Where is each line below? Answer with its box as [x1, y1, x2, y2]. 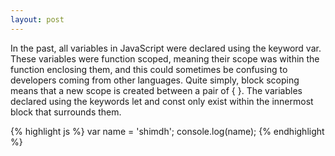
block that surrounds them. [10, 106, 122, 118]
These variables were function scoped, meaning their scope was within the [10, 52, 320, 65]
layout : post [10, 14, 65, 25]
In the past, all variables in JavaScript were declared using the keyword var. [10, 42, 322, 54]
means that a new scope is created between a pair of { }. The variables [10, 84, 303, 96]
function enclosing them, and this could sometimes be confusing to [10, 63, 288, 75]
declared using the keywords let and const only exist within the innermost [10, 95, 314, 107]
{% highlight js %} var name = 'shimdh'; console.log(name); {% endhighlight [10, 125, 325, 137]
